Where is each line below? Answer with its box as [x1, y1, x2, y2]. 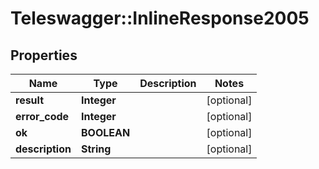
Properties [10, 47, 78, 64]
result [15, 93, 45, 107]
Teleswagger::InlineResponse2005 [10, 7, 310, 30]
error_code [15, 110, 70, 123]
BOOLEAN [80, 126, 131, 139]
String [80, 142, 112, 156]
